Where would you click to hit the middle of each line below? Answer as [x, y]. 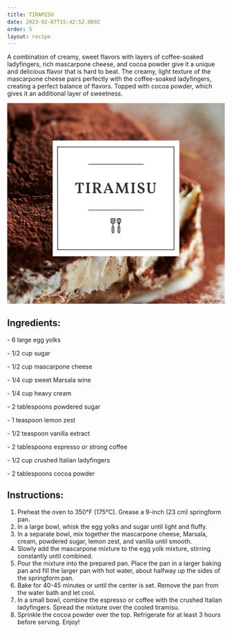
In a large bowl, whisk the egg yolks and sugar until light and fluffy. [112, 526]
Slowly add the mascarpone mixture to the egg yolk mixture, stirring [114, 548]
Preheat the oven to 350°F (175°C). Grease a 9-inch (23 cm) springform [119, 512]
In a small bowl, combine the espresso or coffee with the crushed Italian [119, 600]
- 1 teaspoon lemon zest [41, 420]
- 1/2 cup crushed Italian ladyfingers [59, 460]
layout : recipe [29, 37]
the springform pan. [46, 578]
